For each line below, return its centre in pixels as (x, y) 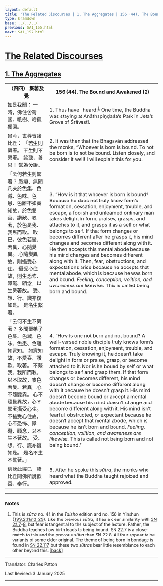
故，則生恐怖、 (25, 276)
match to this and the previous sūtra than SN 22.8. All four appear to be (83, 535)
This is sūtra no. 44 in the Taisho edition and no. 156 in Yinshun (75, 514)
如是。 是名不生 (25, 453)
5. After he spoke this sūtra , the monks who (99, 470)
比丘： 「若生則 (25, 143)
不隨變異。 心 (23, 394)
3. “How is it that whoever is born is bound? (99, 194)
